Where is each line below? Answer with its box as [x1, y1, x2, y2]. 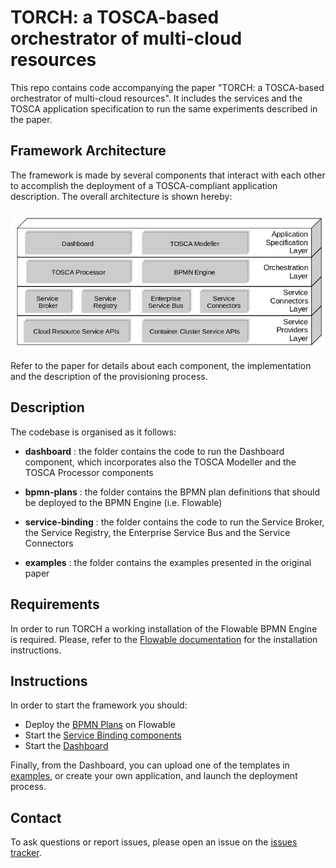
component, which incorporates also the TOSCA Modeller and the [24, 456, 297, 468]
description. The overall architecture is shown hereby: [10, 190, 233, 202]
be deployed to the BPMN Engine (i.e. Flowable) [24, 496, 223, 508]
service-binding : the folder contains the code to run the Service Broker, [24, 516, 325, 528]
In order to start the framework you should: [10, 699, 188, 711]
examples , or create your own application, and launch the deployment [10, 770, 298, 782]
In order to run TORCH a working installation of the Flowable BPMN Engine [10, 622, 318, 635]
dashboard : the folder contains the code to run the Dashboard [24, 445, 285, 457]
